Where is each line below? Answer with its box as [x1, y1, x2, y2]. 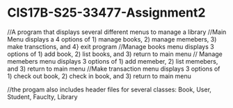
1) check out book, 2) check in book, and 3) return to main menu [7, 71, 191, 80]
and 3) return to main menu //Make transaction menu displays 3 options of [7, 64, 220, 73]
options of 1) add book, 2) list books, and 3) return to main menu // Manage [7, 50, 223, 58]
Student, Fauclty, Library [7, 92, 78, 101]
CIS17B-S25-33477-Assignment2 [7, 5, 206, 21]
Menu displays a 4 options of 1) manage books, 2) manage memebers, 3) [7, 35, 217, 43]
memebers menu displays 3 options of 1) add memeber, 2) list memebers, [7, 57, 218, 65]
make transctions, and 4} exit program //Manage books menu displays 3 [7, 42, 214, 51]
